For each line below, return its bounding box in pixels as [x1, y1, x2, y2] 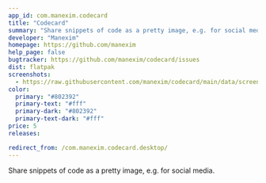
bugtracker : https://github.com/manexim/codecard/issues [8, 56, 200, 64]
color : [8, 85, 30, 93]
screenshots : [8, 71, 51, 78]
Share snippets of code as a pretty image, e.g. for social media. [8, 166, 215, 175]
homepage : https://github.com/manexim [8, 41, 136, 49]
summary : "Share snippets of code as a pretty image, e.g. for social [8, 26, 246, 34]
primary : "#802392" [15, 93, 80, 101]
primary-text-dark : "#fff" [15, 115, 104, 123]
